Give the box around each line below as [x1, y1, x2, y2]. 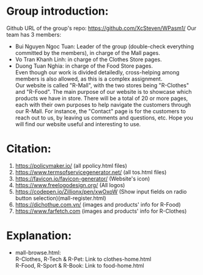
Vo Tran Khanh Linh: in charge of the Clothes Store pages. [15, 55, 162, 63]
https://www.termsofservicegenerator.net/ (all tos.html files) [15, 168, 167, 176]
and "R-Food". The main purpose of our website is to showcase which [15, 88, 192, 95]
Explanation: [6, 229, 72, 243]
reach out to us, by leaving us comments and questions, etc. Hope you [15, 114, 194, 121]
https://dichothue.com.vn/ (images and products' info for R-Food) [15, 201, 182, 208]
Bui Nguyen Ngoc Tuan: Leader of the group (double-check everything [15, 43, 194, 50]
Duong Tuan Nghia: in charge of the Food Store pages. [15, 62, 153, 70]
